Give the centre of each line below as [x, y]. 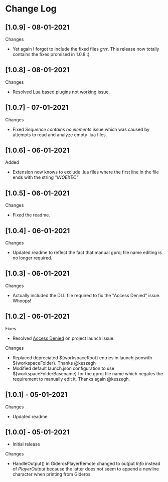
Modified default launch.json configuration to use [63, 368]
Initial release [26, 444]
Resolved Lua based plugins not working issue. [61, 92]
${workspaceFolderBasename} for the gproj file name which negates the [88, 373]
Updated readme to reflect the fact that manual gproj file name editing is [87, 253]
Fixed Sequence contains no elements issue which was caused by [81, 129]
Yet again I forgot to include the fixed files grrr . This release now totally [86, 49]
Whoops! [22, 301]
